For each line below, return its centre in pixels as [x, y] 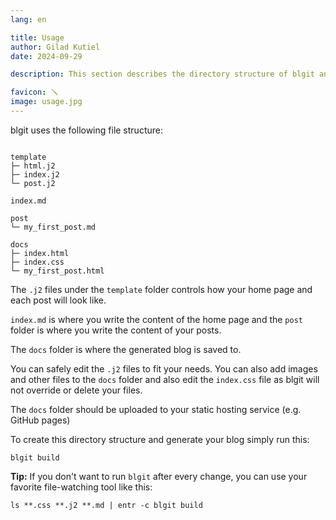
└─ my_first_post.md [53, 227]
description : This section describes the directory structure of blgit [162, 74]
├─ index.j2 [35, 174]
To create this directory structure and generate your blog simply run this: [160, 439]
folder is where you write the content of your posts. [116, 330]
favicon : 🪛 [34, 92]
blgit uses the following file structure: [86, 130]
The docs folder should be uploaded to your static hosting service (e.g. [156, 409]
